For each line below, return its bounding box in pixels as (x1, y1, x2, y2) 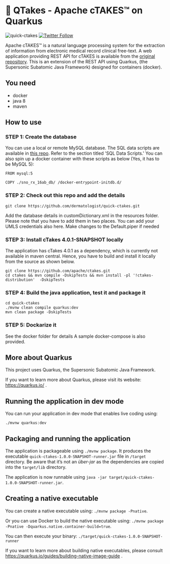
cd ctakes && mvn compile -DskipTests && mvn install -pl (5, 273, 131, 278)
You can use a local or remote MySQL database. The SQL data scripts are (5, 145, 160, 151)
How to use (5, 118, 42, 127)
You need (5, 79, 36, 87)
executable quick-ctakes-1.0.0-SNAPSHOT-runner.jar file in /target (5, 453, 146, 459)
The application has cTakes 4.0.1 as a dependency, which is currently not (5, 248, 158, 254)
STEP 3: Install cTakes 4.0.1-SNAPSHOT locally (5, 236, 124, 243)
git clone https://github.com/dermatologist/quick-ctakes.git (5, 203, 140, 208)
